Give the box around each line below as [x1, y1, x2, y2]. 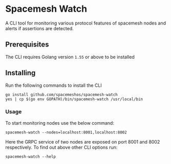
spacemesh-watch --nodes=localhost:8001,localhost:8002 [5, 130, 127, 135]
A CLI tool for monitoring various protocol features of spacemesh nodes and [5, 20, 166, 26]
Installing [5, 68, 36, 77]
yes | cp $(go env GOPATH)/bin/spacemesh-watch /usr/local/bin [5, 97, 143, 102]
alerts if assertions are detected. [5, 25, 74, 31]
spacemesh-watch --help [5, 154, 56, 159]
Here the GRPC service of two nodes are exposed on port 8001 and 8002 [5, 138, 160, 145]
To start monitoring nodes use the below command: [5, 120, 114, 126]
